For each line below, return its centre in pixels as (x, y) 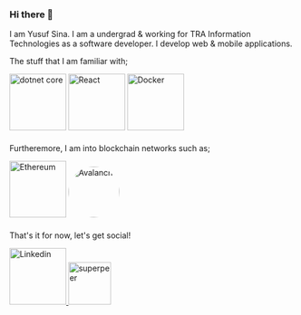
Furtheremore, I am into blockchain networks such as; (110, 148)
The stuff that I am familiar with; (69, 62)
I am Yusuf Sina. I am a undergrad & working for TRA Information (130, 34)
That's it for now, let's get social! (70, 235)
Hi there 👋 (32, 14)
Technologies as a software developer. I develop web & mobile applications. (151, 43)
